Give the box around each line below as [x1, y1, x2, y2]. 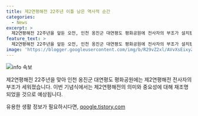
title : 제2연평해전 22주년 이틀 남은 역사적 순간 [6, 8, 111, 15]
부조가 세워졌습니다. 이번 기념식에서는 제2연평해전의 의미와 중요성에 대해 [6, 83, 173, 90]
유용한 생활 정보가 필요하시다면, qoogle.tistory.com [6, 103, 126, 110]
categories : [6, 14, 35, 20]
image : [6, 47, 22, 53]
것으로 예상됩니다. [21, 90, 63, 97]
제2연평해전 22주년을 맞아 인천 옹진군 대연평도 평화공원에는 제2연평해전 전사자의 [6, 76, 192, 83]
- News [11, 19, 28, 25]
